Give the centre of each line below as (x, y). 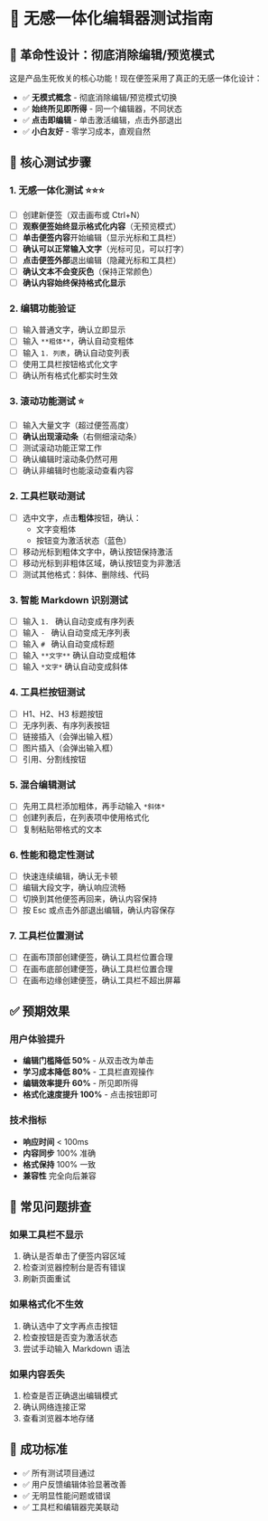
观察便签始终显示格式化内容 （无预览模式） (102, 226)
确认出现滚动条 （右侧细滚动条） (82, 437)
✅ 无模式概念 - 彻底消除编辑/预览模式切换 (100, 97)
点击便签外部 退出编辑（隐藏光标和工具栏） (102, 260)
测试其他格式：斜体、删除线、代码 (86, 574)
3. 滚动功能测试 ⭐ (47, 401)
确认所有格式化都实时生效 (70, 375)
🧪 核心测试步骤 (51, 162)
